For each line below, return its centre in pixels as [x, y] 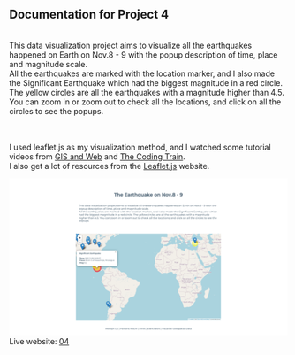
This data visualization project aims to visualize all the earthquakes [131, 45]
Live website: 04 [39, 342]
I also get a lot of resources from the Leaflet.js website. [110, 166]
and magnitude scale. [49, 64]
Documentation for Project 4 [89, 15]
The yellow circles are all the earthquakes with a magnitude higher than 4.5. [147, 92]
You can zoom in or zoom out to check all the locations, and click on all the [145, 102]
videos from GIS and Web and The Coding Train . [97, 156]
